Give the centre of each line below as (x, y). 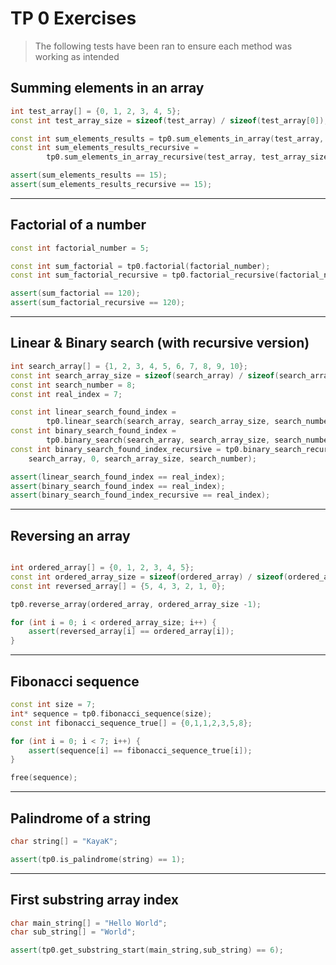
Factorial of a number (78, 225)
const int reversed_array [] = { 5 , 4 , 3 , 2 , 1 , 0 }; (118, 586)
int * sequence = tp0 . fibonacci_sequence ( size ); (111, 713)
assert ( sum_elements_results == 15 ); (89, 175)
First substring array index (95, 900)
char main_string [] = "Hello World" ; (89, 923)
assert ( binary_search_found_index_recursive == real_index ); (140, 495)
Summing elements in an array (107, 88)
